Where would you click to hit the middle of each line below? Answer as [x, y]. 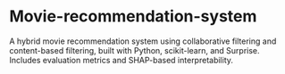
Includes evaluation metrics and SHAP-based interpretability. [122, 60]
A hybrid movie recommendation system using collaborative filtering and [143, 41]
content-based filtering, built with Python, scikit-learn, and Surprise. [135, 50]
